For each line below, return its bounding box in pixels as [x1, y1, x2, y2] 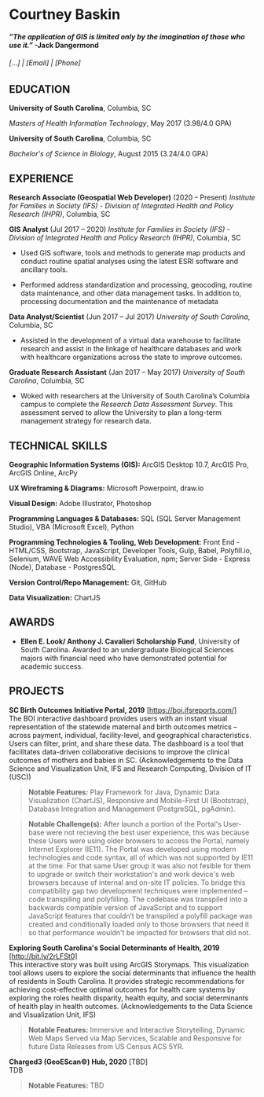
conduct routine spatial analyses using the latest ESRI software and [20, 257, 239, 266]
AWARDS [9, 615, 55, 629]
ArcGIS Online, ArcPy [9, 468, 78, 478]
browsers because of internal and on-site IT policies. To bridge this [27, 878, 246, 887]
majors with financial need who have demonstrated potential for [20, 653, 227, 662]
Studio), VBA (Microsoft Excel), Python [9, 523, 134, 532]
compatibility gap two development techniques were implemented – [27, 886, 248, 895]
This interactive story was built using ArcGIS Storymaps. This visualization [9, 959, 250, 969]
